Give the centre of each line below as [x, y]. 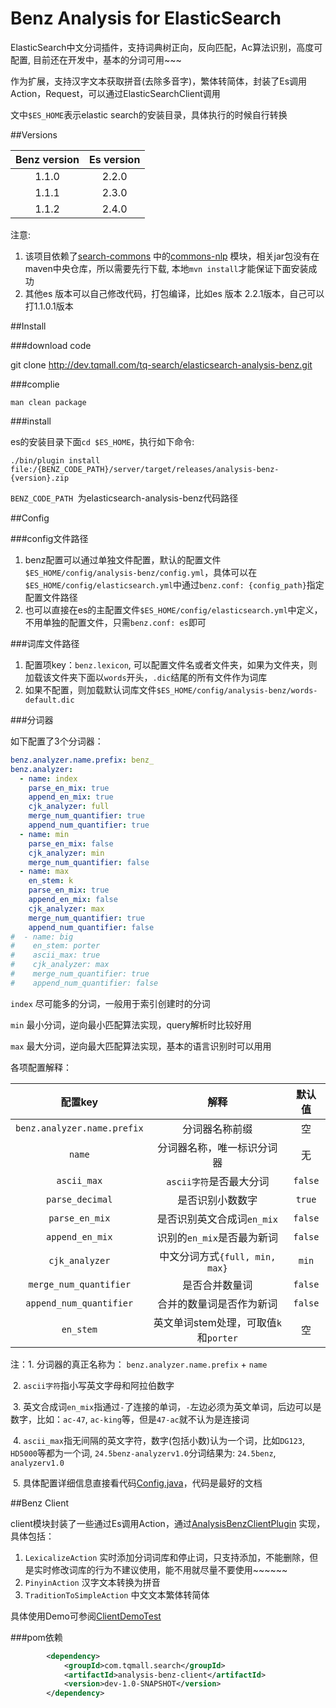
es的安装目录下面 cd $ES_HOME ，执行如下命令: [102, 441]
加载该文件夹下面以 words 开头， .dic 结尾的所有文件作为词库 [146, 677]
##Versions [34, 134]
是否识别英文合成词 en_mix [217, 1219]
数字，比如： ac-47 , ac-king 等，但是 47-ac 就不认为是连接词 [130, 1419]
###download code [51, 345]
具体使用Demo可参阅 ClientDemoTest [86, 1616]
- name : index [48, 778]
